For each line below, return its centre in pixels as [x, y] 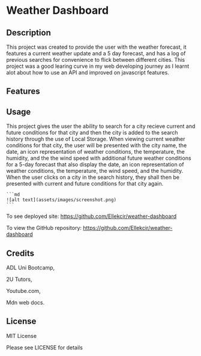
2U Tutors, [19, 279]
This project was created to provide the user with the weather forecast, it [96, 47]
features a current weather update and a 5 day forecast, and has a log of [96, 53]
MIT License [22, 336]
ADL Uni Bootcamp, [31, 268]
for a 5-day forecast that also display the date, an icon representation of [95, 164]
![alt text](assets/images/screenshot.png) [61, 200]
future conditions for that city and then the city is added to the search [92, 133]
